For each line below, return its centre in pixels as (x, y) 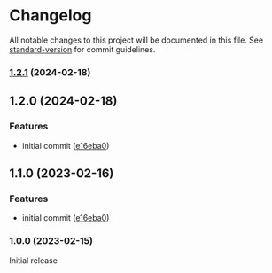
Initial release (33, 260)
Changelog (51, 16)
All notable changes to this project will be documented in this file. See (136, 40)
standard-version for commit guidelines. (82, 49)
